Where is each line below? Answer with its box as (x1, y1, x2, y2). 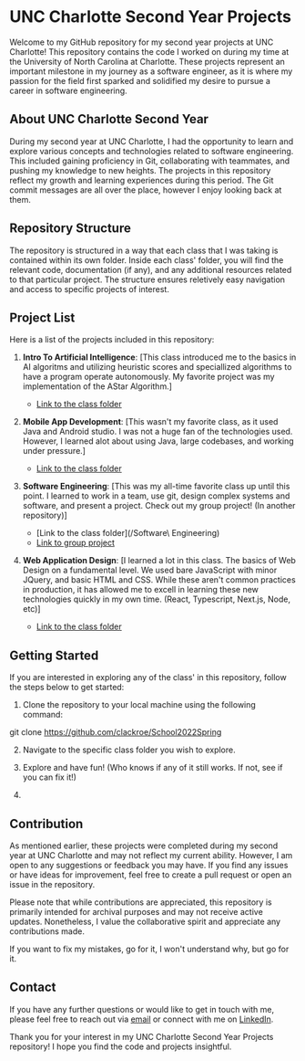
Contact (9, 980, 56, 995)
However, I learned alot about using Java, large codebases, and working (22, 436, 294, 446)
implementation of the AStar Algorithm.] (22, 381, 173, 392)
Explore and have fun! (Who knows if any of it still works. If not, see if (22, 762, 283, 773)
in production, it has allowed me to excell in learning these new (22, 584, 259, 595)
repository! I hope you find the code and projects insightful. (9, 1041, 232, 1052)
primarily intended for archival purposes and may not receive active (9, 907, 264, 917)
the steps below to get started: (9, 682, 125, 693)
